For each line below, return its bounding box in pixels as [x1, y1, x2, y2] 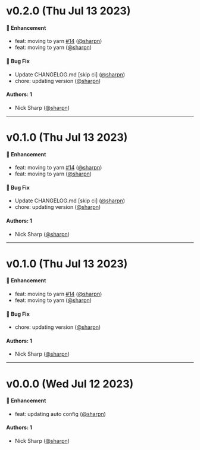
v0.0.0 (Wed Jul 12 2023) [6, 377, 134, 390]
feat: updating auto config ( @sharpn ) [14, 410, 106, 417]
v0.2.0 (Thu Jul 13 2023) [6, 4, 131, 18]
